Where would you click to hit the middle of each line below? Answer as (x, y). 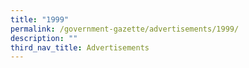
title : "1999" (40, 19)
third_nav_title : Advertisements (80, 47)
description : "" (44, 38)
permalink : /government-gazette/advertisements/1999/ (125, 29)
